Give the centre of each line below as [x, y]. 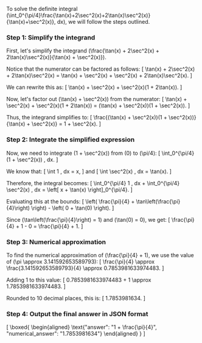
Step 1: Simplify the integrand [51, 37]
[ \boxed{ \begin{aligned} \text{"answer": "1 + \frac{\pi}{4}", [82, 327]
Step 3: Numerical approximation [56, 242]
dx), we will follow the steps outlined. [103, 22]
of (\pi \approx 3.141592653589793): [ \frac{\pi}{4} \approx [81, 261]
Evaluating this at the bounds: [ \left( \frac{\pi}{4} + [71, 201]
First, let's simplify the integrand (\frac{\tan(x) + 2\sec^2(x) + [83, 51]
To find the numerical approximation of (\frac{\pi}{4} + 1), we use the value [100, 255]
